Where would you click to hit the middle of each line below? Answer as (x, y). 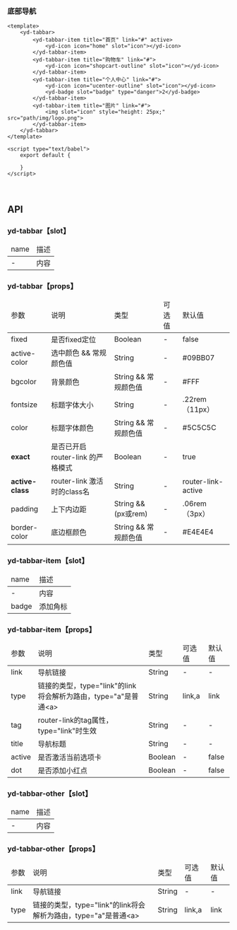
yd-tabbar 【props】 (42, 286)
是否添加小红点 (63, 770)
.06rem (194, 504)
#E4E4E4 (198, 532)
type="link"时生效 (67, 731)
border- (24, 528)
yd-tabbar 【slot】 (39, 231)
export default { (45, 156)
